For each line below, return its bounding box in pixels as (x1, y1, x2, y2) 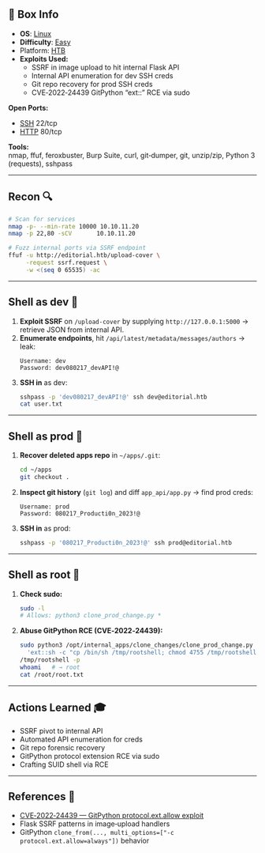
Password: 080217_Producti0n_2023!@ (19, 509, 140, 518)
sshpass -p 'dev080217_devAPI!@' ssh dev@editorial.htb (19, 393, 207, 401)
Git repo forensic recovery (19, 742, 106, 752)
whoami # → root (19, 663, 80, 671)
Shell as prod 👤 (8, 429, 83, 443)
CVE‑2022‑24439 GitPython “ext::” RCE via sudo (31, 88, 191, 97)
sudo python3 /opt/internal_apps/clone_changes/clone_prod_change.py (19, 641, 254, 649)
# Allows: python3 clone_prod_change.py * (19, 612, 162, 620)
